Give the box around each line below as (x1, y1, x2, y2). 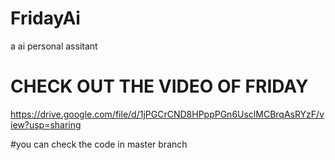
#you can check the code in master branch (10, 138, 188, 150)
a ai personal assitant (10, 40, 98, 52)
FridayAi (10, 7, 81, 30)
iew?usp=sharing (10, 118, 82, 131)
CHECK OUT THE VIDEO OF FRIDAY (10, 75, 309, 98)
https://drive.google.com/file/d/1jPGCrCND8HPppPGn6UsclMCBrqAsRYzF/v (10, 108, 325, 120)
